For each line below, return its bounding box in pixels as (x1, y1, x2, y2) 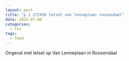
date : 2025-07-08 (5, 17, 42, 22)
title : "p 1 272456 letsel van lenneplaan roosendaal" (5, 12, 124, 17)
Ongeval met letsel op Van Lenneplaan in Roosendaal (5, 49, 117, 56)
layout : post (5, 7, 33, 13)
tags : (5, 31, 17, 36)
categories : (5, 21, 31, 27)
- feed (10, 36, 24, 41)
